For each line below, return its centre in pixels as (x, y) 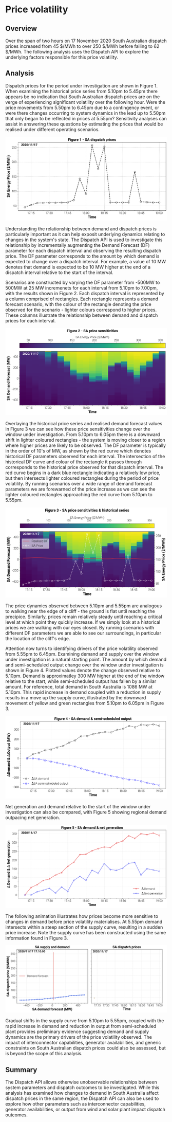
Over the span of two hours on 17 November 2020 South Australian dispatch (86, 41)
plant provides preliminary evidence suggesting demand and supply (77, 1031)
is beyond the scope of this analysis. (44, 1054)
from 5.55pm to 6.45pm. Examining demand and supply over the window (82, 654)
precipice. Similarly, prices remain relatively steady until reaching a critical (84, 617)
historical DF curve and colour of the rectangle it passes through (74, 462)
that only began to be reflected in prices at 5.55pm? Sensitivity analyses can (86, 118)
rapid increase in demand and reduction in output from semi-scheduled (81, 1026)
